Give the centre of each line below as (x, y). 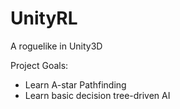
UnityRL (44, 18)
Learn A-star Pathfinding (75, 84)
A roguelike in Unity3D (56, 46)
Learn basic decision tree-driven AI (97, 95)
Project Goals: (39, 65)
